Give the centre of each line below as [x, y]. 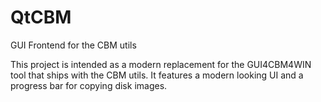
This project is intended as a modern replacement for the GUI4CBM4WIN [161, 64]
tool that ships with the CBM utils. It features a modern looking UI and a [157, 75]
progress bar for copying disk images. [89, 85]
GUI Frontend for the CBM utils [73, 45]
